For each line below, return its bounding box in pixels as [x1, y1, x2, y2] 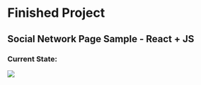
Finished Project [7, 5, 105, 21]
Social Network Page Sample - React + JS [7, 33, 195, 45]
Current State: [7, 54, 58, 64]
